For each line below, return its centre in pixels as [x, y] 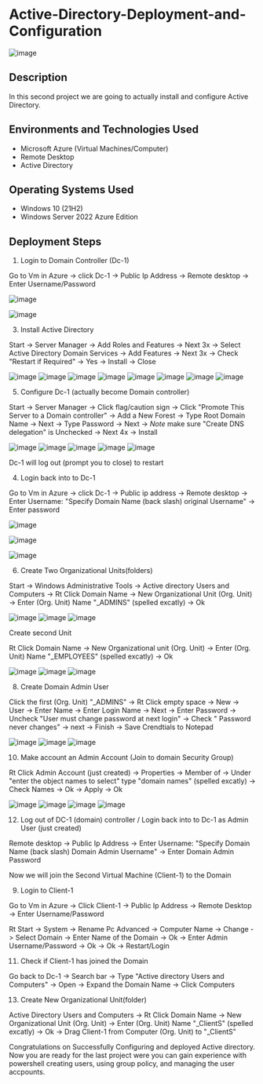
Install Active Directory [57, 330]
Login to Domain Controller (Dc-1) [75, 261]
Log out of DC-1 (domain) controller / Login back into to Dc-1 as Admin [134, 820]
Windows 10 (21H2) [51, 209]
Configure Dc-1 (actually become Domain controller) [105, 392]
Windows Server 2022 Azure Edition [79, 217]
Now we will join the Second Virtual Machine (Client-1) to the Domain [120, 875]
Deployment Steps [55, 241]
